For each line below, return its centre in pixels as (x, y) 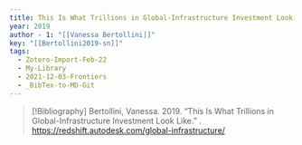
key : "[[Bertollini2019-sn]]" (66, 43)
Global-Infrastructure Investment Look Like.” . (116, 121)
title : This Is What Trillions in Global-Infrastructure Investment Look (151, 18)
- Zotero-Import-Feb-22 (62, 60)
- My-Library (42, 69)
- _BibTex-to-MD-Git (56, 85)
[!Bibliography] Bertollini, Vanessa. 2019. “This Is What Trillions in (152, 111)
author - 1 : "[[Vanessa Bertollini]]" (82, 34)
